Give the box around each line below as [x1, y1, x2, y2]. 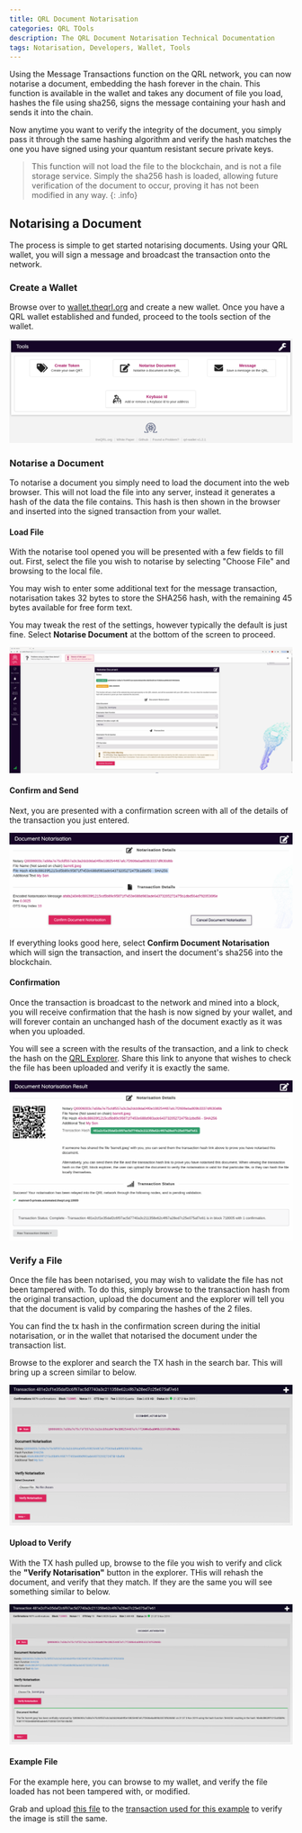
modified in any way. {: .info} [31, 190, 138, 201]
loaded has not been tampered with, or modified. [9, 1786, 191, 1797]
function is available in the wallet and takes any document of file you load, [9, 88, 283, 99]
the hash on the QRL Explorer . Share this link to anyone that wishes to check [9, 1053, 292, 1064]
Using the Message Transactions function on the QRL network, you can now [9, 68, 292, 80]
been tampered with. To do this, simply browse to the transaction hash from [9, 1284, 290, 1296]
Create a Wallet [9, 281, 78, 293]
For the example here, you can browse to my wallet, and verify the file [9, 1776, 268, 1787]
